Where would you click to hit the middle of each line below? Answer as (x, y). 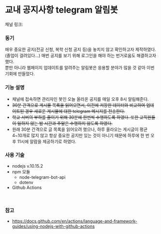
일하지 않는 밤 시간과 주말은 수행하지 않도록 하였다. (65, 123)
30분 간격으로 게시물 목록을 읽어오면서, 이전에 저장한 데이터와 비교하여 (79, 105)
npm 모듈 (21, 172)
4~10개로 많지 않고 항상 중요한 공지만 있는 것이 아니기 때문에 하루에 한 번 (81, 135)
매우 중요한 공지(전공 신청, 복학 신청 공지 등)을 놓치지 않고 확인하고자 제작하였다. (80, 49)
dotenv (26, 182)
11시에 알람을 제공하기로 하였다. (47, 141)
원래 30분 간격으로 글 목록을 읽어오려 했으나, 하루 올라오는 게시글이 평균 (80, 129)
